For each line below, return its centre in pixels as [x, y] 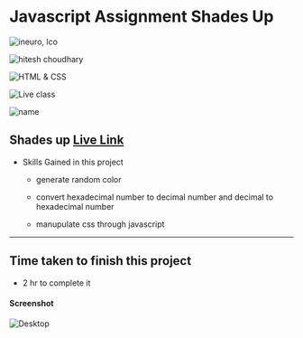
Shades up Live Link [67, 141]
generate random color [78, 179]
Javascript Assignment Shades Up [142, 17]
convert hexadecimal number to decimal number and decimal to [154, 197]
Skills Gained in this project [73, 162]
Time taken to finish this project [101, 261]
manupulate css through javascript [100, 224]
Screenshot [32, 304]
